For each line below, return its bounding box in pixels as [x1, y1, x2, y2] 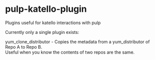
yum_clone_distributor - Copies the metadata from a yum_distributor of [5, 38, 150, 45]
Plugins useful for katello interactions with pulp [5, 20, 101, 26]
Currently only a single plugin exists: [5, 29, 79, 35]
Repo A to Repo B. [5, 44, 43, 50]
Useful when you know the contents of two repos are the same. [5, 49, 135, 55]
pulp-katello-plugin [5, 3, 87, 15]
